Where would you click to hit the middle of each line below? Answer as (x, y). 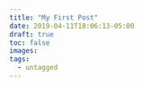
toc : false (30, 43)
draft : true (31, 34)
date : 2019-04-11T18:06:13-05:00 (72, 26)
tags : (19, 59)
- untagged (38, 68)
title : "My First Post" (54, 17)
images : (24, 51)
